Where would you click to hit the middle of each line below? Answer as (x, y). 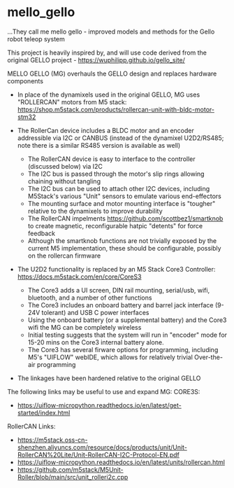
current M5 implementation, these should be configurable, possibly (124, 248)
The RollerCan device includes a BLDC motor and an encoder (105, 130)
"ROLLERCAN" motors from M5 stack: (72, 102)
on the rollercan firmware (64, 256)
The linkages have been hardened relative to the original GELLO (109, 378)
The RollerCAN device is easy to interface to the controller (111, 159)
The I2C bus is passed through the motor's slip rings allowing (116, 174)
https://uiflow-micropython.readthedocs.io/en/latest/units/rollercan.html (121, 462)
